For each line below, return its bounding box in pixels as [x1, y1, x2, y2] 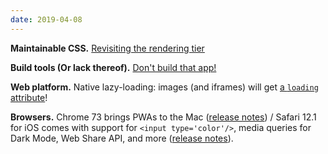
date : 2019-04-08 [10, 14, 83, 25]
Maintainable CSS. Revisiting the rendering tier [10, 42, 205, 54]
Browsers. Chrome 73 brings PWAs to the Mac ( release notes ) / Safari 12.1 [10, 111, 317, 123]
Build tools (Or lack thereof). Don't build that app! [10, 61, 217, 73]
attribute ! [10, 91, 48, 103]
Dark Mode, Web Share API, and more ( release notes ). [10, 132, 234, 144]
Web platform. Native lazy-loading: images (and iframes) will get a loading [10, 81, 319, 93]
